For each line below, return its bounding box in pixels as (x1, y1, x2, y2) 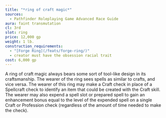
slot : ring (5, 30, 28, 35)
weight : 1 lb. (5, 39, 35, 44)
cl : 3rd (5, 26, 21, 30)
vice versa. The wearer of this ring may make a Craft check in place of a (5, 82, 153, 88)
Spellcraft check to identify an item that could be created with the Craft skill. (5, 87, 161, 92)
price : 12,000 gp (5, 35, 41, 40)
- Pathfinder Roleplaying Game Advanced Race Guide (9, 16, 119, 21)
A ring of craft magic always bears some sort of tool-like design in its (5, 71, 146, 77)
